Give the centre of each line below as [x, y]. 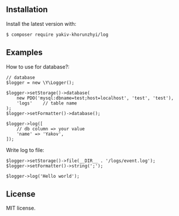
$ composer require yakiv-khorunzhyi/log [57, 35]
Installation [27, 10]
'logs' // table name [47, 103]
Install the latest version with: [41, 23]
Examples [24, 53]
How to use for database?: [38, 66]
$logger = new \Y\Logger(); [40, 82]
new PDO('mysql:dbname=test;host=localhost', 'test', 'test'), [95, 98]
